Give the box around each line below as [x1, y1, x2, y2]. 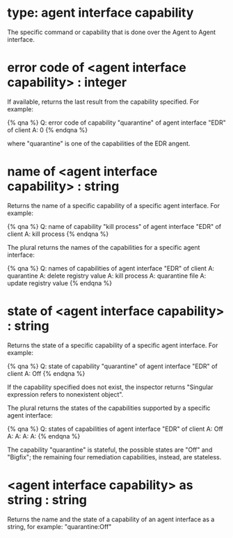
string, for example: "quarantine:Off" [7, 522, 112, 530]
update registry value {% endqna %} [7, 278, 113, 287]
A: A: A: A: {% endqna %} [7, 432, 81, 440]
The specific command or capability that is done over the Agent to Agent [7, 28, 216, 36]
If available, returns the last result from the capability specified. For [7, 97, 200, 106]
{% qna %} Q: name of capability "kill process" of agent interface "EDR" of [7, 222, 221, 230]
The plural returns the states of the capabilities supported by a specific [7, 404, 211, 412]
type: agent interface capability [7, 5, 194, 21]
